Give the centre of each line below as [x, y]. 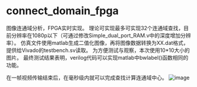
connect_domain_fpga [62, 11]
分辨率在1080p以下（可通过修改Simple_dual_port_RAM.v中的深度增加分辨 [101, 35]
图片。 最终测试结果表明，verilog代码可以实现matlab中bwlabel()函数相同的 [97, 57]
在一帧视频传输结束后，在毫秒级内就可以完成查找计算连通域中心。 [87, 78]
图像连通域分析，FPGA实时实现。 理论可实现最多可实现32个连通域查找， [95, 28]
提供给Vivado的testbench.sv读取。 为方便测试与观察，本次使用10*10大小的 [98, 50]
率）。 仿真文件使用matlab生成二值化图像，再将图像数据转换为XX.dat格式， [97, 43]
